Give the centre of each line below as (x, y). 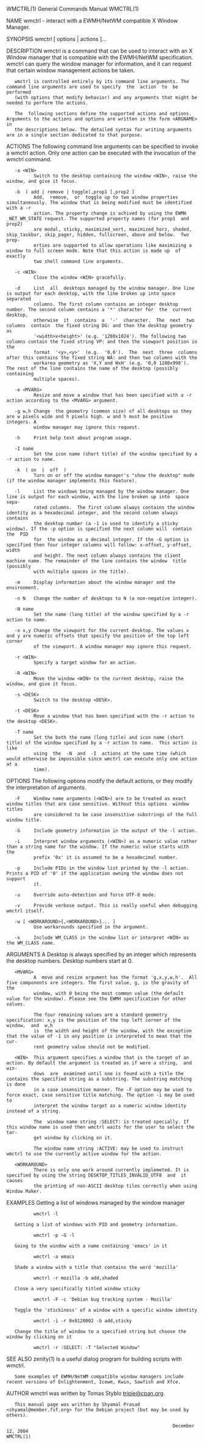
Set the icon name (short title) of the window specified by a (115, 454)
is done (16, 1084)
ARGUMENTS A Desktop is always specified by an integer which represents (101, 954)
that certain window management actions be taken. (71, 70)
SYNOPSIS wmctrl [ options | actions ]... (57, 39)
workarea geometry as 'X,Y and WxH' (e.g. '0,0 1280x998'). (111, 363)
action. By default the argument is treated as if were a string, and (99, 1063)
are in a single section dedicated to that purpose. (75, 135)
